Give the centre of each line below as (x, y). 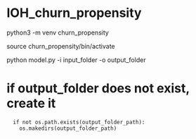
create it (31, 103)
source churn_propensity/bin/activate (61, 46)
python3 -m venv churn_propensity (58, 32)
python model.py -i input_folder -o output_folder (76, 60)
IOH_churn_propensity (74, 13)
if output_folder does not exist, (98, 89)
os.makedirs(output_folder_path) (68, 128)
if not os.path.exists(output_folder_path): (79, 122)
